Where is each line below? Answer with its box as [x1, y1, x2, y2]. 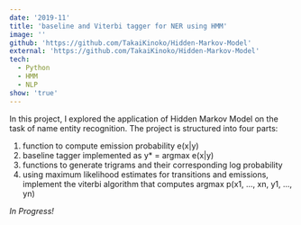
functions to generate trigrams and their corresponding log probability [22, 159, 283, 170]
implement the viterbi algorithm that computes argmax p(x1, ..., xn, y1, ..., [22, 178, 293, 189]
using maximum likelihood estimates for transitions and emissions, [22, 168, 269, 180]
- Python [17, 64, 50, 73]
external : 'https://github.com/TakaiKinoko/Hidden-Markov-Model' [9, 47, 260, 56]
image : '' [9, 30, 47, 39]
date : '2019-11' [9, 13, 70, 22]
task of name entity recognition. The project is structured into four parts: [9, 122, 278, 133]
